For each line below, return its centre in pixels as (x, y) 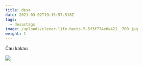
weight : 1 (16, 34)
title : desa (18, 10)
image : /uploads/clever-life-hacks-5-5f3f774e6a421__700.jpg (72, 29)
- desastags (23, 24)
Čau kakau (17, 48)
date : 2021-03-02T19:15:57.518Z (40, 15)
